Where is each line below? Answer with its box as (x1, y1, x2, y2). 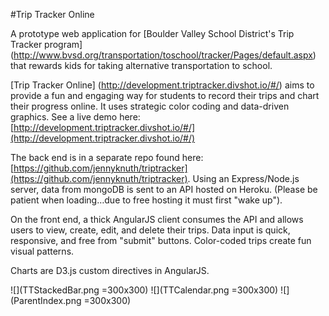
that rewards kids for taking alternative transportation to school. (10, 60, 273, 71)
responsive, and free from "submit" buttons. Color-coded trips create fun (10, 235, 312, 246)
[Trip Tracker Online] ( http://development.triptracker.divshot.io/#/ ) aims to (10, 79, 315, 91)
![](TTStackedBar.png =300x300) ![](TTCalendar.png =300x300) (10, 284, 279, 296)
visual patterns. (10, 245, 75, 257)
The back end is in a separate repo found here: (10, 152, 204, 163)
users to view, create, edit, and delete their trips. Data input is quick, (10, 224, 291, 236)
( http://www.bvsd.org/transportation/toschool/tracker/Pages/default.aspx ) (10, 49, 317, 61)
